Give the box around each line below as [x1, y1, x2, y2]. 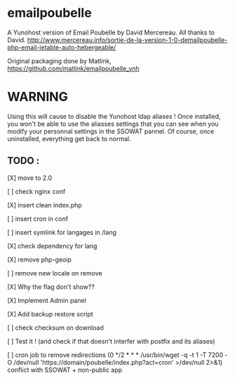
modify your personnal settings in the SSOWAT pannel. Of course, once [7, 127, 215, 135]
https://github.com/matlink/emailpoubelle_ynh [7, 64, 140, 72]
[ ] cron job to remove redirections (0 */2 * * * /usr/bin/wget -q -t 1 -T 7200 [7, 350, 224, 359]
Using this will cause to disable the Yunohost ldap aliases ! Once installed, [7, 112, 221, 120]
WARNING [7, 89, 68, 105]
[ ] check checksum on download [7, 323, 104, 332]
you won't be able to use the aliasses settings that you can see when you [7, 120, 219, 128]
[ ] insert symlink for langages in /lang [7, 228, 117, 236]
